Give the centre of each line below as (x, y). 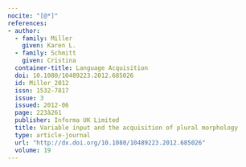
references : (27, 23)
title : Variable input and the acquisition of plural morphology (127, 128)
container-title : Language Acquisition (82, 68)
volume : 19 (33, 150)
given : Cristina (49, 61)
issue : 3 (29, 98)
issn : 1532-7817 (42, 90)
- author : (24, 31)
